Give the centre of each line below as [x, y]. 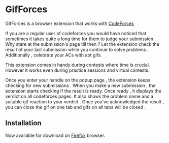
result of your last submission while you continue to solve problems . [77, 49]
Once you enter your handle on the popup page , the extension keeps [78, 80]
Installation [23, 123]
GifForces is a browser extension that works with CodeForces [70, 23]
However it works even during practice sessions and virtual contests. [77, 70]
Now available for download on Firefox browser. [55, 135]
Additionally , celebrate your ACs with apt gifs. [54, 55]
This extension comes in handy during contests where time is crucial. [78, 65]
